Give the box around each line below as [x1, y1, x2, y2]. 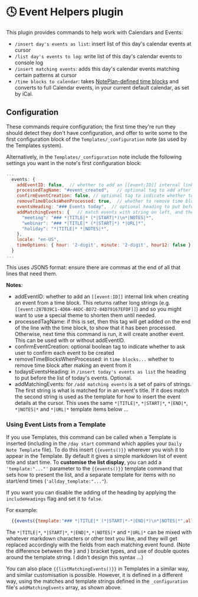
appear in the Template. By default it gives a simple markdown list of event [6, 453, 187, 460]
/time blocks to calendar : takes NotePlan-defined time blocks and [14, 78, 179, 85]
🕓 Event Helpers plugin [6, 5, 124, 19]
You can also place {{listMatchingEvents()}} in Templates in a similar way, [6, 565, 190, 572]
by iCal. [14, 90, 34, 97]
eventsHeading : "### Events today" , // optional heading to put [16, 204, 181, 210]
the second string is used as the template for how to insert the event [14, 393, 181, 400]
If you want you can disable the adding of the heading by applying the [6, 489, 176, 496]
